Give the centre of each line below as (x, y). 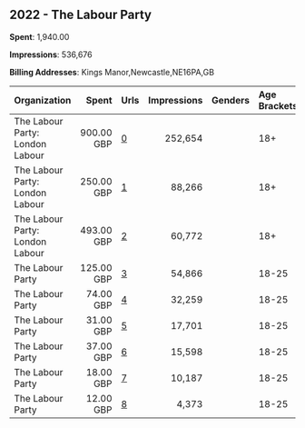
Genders (231, 100)
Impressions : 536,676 (51, 55)
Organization (43, 100)
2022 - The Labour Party (81, 15)
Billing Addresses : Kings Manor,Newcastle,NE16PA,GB (112, 72)
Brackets (278, 105)
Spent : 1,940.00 (39, 36)
